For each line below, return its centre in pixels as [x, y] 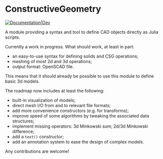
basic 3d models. [23, 81]
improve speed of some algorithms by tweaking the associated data [81, 115]
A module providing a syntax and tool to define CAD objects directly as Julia [82, 32]
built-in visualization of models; [44, 100]
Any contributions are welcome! [37, 151]
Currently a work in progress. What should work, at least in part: [70, 46]
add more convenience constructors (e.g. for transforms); [70, 111]
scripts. [13, 37]
